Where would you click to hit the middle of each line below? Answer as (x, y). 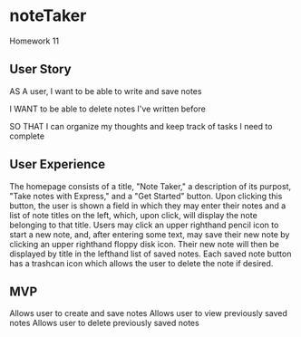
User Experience (58, 164)
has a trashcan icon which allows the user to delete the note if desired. (141, 263)
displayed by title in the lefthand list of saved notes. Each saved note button (150, 254)
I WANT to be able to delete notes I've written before (107, 109)
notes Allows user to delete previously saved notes (104, 323)
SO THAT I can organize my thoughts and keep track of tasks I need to (141, 126)
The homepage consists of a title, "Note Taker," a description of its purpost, (150, 186)
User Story (40, 69)
